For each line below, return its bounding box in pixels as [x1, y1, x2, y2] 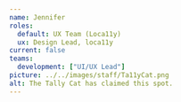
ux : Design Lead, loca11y [17, 37, 114, 47]
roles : [9, 21, 34, 30]
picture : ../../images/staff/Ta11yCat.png [9, 71, 169, 80]
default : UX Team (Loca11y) [17, 29, 122, 38]
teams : [9, 54, 34, 63]
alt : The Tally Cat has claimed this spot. [9, 79, 174, 88]
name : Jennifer [9, 12, 66, 22]
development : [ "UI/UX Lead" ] [17, 63, 126, 72]
